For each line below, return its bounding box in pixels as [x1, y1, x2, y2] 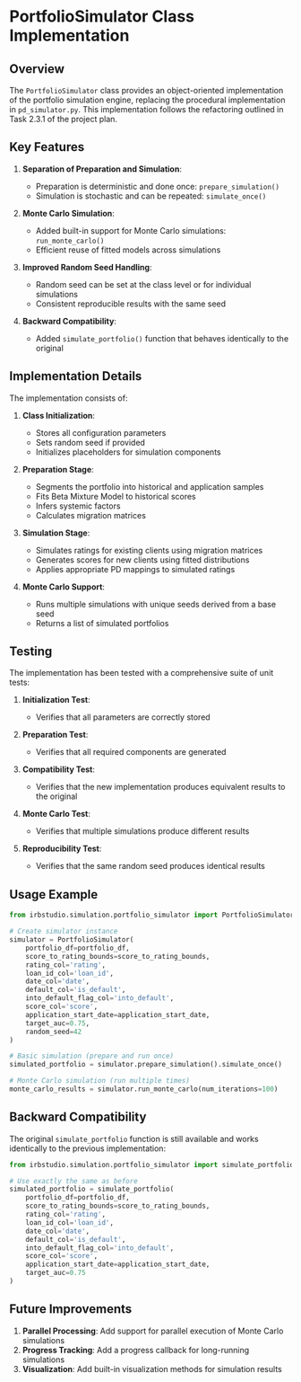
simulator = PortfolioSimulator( [9, 935, 134, 944]
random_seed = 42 [25, 1027, 82, 1036]
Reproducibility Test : [21, 843, 102, 855]
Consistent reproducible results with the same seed [35, 298, 227, 309]
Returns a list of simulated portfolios [35, 617, 169, 628]
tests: [9, 677, 30, 688]
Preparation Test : [21, 730, 89, 740]
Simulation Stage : [21, 527, 90, 538]
